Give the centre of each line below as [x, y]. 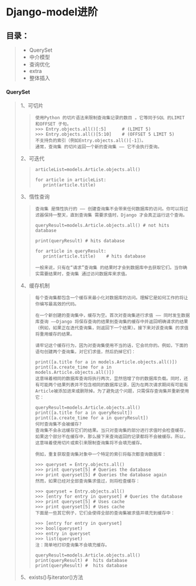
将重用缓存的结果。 [55, 334]
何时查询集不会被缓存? [58, 424]
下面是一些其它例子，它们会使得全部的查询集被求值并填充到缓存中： [105, 513]
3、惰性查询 [35, 197]
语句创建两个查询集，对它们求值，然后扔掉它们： [85, 352]
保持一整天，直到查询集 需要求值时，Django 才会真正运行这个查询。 [116, 215]
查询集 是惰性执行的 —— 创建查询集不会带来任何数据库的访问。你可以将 [109, 209]
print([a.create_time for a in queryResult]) [92, 418]
